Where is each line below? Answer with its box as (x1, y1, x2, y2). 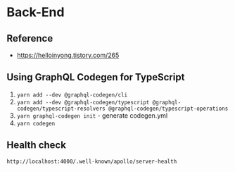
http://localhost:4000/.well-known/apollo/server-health (6, 158, 177, 165)
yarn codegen (16, 120, 56, 127)
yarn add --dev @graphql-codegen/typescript (16, 99, 150, 106)
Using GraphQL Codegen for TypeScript (6, 71, 185, 83)
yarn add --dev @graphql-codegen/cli (16, 91, 128, 99)
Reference (6, 32, 53, 44)
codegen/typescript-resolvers (16, 105, 106, 112)
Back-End (6, 4, 65, 20)
